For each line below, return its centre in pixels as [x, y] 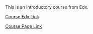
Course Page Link [24, 26]
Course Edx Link [22, 17]
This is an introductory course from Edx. [47, 7]
